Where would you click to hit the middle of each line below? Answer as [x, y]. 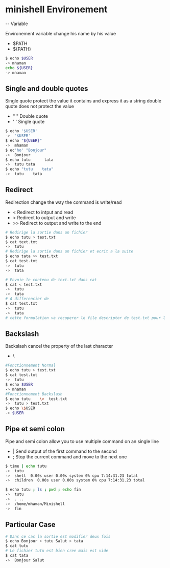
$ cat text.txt [21, 242]
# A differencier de [27, 299]
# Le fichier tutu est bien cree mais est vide [57, 551]
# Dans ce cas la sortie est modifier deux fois [58, 536]
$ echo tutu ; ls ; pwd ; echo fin [43, 490]
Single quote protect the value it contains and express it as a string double [83, 101]
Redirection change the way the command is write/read [64, 202]
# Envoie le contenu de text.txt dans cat [51, 280]
